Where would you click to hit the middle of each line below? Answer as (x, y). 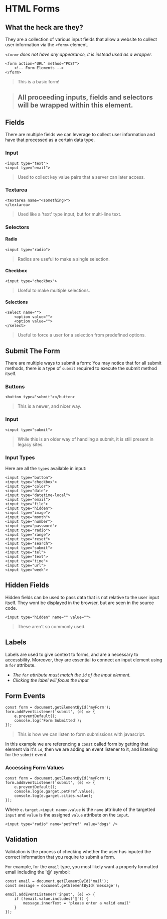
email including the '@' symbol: (38, 872)
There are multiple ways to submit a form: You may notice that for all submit (83, 363)
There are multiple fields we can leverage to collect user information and (80, 135)
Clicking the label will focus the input (50, 680)
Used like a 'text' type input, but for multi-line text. (69, 214)
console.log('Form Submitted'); (48, 721)
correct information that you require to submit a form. (60, 857)
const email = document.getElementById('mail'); (57, 881)
